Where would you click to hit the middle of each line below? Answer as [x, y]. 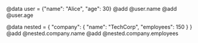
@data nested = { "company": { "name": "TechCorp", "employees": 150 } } [99, 27]
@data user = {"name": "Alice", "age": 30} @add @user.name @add [92, 9]
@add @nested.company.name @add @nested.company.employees [92, 33]
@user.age [20, 15]
